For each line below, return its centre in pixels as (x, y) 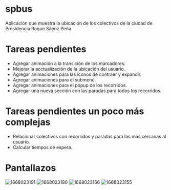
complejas (28, 122)
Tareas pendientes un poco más (75, 111)
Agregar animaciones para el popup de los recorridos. (70, 85)
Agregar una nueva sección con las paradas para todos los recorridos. (87, 91)
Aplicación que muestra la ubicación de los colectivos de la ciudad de (79, 23)
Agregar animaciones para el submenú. (54, 79)
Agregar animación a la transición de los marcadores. (69, 63)
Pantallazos (31, 168)
